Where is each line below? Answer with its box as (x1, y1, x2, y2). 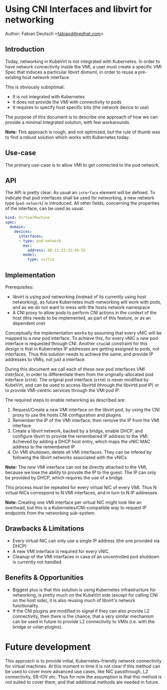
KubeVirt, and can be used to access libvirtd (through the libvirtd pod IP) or (5, 382, 160, 388)
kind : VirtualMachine (5, 215, 50, 220)
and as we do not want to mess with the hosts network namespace (12, 304, 151, 310)
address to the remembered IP (12, 443, 75, 450)
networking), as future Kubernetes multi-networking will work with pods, (12, 299, 162, 305)
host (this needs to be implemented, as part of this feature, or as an (12, 315, 151, 321)
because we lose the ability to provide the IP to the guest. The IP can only (5, 469, 157, 475)
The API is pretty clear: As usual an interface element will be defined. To (5, 190, 156, 196)
